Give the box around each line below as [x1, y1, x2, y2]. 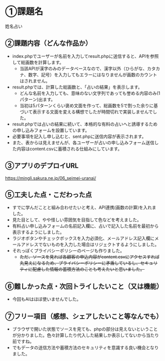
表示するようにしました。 [12, 229, 65, 235]
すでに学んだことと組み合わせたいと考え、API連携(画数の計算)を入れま [12, 204, 157, 210]
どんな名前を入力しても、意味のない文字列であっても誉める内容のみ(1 [19, 90, 161, 96]
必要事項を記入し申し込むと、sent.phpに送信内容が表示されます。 [12, 133, 146, 139]
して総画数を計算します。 [12, 59, 64, 65]
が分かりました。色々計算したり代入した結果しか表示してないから [12, 332, 146, 338]
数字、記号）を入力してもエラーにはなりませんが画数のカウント [28, 72, 158, 78]
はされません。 [19, 78, 50, 83]
